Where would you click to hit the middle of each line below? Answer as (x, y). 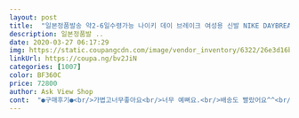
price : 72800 (33, 83)
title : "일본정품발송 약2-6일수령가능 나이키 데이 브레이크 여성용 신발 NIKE (134, 26)
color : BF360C (36, 75)
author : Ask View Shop (51, 91)
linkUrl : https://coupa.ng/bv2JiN (73, 59)
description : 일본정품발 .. (57, 34)
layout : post (33, 17)
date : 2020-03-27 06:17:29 (59, 42)
